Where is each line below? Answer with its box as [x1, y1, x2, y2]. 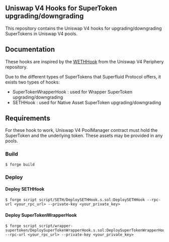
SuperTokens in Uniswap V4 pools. [5, 30, 78, 37]
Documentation [5, 45, 55, 54]
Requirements [5, 114, 50, 123]
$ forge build [5, 162, 35, 167]
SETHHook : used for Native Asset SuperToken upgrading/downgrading [12, 99, 161, 105]
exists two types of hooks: [5, 79, 60, 85]
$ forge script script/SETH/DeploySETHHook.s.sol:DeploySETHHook [5, 197, 145, 202]
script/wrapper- [39, 223, 73, 228]
